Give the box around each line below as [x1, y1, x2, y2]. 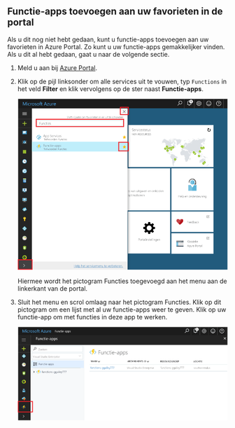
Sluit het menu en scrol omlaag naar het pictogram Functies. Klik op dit [17, 298, 222, 307]
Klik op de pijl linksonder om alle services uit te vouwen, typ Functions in [17, 77, 227, 85]
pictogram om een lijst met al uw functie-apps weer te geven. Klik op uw [17, 305, 227, 314]
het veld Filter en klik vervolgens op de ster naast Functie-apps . [17, 84, 204, 93]
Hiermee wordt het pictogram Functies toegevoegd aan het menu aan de [17, 277, 227, 286]
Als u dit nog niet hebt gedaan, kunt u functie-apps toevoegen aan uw [7, 35, 209, 43]
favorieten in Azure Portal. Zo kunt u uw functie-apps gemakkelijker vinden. [7, 42, 225, 51]
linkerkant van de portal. [17, 284, 88, 293]
